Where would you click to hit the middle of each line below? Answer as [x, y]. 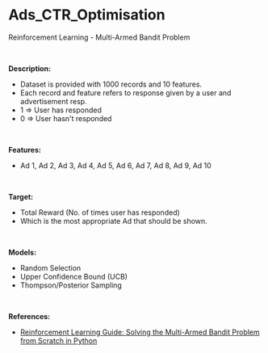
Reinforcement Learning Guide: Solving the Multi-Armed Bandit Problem [140, 332]
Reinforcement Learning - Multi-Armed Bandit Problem [99, 37]
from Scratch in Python [59, 340]
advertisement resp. [53, 101]
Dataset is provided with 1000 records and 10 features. [111, 84]
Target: [21, 196]
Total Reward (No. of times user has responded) [100, 212]
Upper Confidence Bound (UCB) [73, 276]
